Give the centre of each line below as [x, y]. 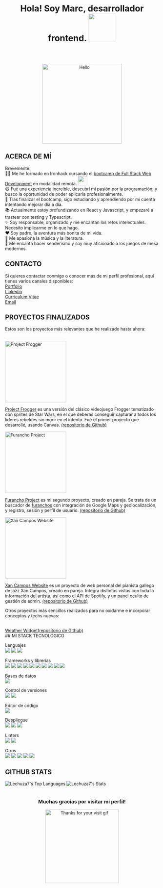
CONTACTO [23, 264]
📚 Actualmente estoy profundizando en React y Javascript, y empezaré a [79, 210]
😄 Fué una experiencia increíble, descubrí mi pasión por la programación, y [81, 189]
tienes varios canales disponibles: [39, 281]
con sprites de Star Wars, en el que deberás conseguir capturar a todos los [81, 414]
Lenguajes [16, 645]
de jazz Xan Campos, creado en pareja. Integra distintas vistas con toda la [80, 591]
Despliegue [17, 720]
